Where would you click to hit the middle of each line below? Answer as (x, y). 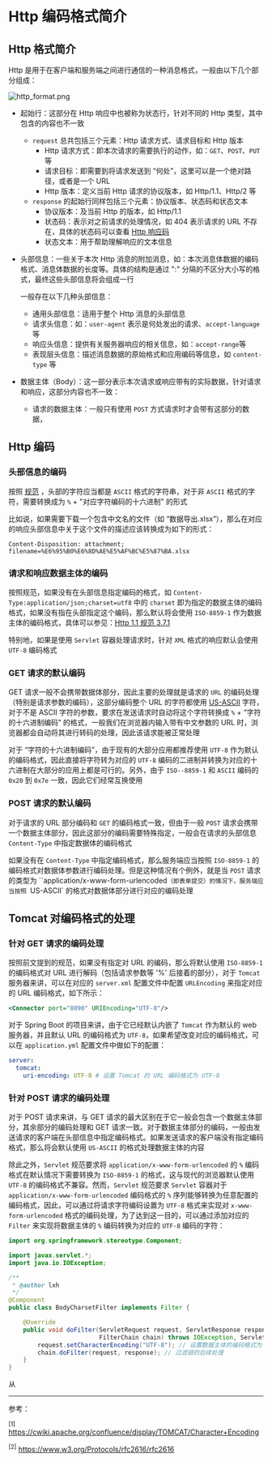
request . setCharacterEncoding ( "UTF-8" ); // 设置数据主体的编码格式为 (150, 1345)
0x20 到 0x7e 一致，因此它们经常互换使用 (76, 780)
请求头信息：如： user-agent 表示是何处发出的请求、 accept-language (146, 324)
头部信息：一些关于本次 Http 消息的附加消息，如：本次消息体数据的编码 (139, 259)
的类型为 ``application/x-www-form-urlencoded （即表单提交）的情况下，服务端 (133, 880)
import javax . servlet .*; (50, 1255)
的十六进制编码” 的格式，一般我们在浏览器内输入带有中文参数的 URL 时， (130, 723)
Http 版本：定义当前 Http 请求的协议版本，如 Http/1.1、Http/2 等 (150, 191)
